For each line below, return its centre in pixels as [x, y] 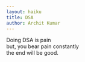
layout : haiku [24, 12]
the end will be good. [33, 53]
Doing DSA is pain [29, 40]
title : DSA [20, 17]
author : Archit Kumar [33, 23]
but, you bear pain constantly [43, 46]
